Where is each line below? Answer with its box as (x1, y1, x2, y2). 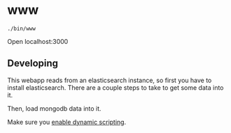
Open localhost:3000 (7, 37, 69, 45)
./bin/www (7, 25, 36, 32)
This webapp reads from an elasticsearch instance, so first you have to (7, 76, 212, 84)
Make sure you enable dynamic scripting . (7, 118, 127, 126)
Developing (7, 58, 58, 70)
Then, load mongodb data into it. (7, 104, 101, 113)
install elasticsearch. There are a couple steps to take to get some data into (7, 83, 224, 92)
